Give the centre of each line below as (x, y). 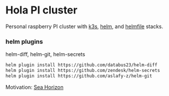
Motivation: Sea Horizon (35, 87)
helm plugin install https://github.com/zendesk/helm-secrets (83, 71)
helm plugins (24, 42)
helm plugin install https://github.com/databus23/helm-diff (82, 65)
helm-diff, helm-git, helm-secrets (45, 54)
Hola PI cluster (42, 10)
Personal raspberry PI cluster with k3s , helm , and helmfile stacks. (84, 26)
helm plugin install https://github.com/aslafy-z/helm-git (79, 76)
